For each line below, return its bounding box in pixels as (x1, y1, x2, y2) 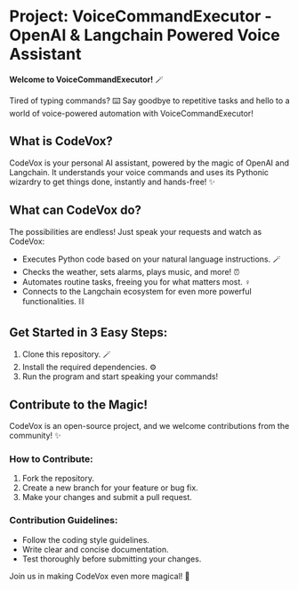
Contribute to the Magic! (9, 397, 149, 412)
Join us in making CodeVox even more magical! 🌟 (9, 570, 190, 581)
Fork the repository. (21, 473, 95, 484)
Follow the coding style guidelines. (21, 534, 149, 545)
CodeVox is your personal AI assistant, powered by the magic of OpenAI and (9, 158, 289, 168)
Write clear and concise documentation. (21, 544, 169, 554)
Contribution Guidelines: (9, 514, 118, 527)
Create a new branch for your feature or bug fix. (21, 482, 198, 493)
